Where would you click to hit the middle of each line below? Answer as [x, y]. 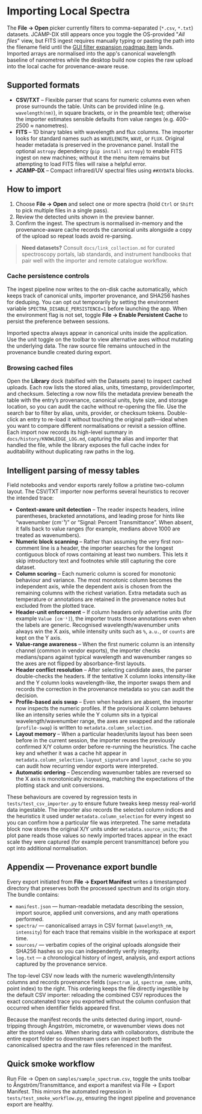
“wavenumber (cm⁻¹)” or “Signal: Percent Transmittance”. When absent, [104, 522]
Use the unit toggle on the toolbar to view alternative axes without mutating [100, 339]
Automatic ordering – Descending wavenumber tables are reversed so [103, 772]
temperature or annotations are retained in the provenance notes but [100, 599]
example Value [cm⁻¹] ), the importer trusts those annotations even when [106, 618]
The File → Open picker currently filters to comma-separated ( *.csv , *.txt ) [100, 28]
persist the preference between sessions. [58, 321]
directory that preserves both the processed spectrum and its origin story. [99, 888]
